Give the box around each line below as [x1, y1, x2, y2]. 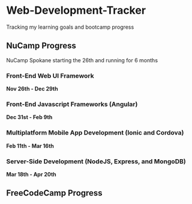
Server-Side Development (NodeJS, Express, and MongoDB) [6, 157, 186, 165]
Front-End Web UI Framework [6, 71, 94, 80]
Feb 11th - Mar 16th [6, 142, 54, 150]
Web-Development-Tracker [6, 4, 146, 17]
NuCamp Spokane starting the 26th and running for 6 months [6, 56, 158, 63]
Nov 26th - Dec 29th [6, 85, 58, 93]
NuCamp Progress [6, 41, 77, 51]
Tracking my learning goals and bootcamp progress [6, 23, 134, 31]
